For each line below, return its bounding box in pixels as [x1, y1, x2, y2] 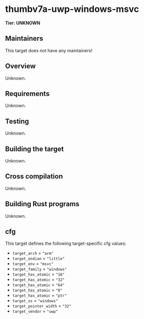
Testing [5, 117, 29, 125]
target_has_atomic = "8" [12, 287, 63, 293]
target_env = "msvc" [12, 261, 54, 267]
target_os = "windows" [12, 298, 58, 304]
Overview [5, 62, 36, 71]
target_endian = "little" [12, 255, 65, 261]
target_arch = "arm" [12, 250, 54, 256]
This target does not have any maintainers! [5, 47, 93, 53]
